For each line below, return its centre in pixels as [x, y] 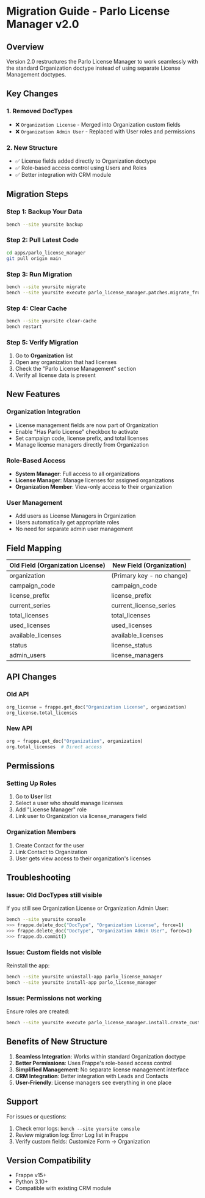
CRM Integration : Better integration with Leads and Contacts [92, 1076]
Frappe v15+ [31, 1175]
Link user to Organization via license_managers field [81, 816]
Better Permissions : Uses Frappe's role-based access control [93, 1063]
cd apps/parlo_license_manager [46, 253]
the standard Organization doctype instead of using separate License [94, 68]
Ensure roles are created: [38, 1011]
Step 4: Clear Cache [37, 308]
